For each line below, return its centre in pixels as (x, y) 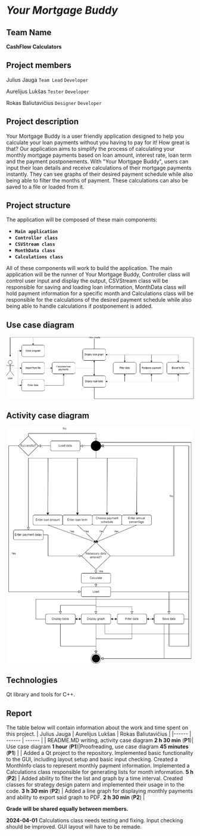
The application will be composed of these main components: (82, 220)
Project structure (38, 205)
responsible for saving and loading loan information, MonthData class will (96, 287)
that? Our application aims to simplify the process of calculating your (90, 148)
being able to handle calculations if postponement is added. (79, 306)
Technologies (32, 680)
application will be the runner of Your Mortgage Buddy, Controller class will (98, 274)
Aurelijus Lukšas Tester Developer (48, 91)
